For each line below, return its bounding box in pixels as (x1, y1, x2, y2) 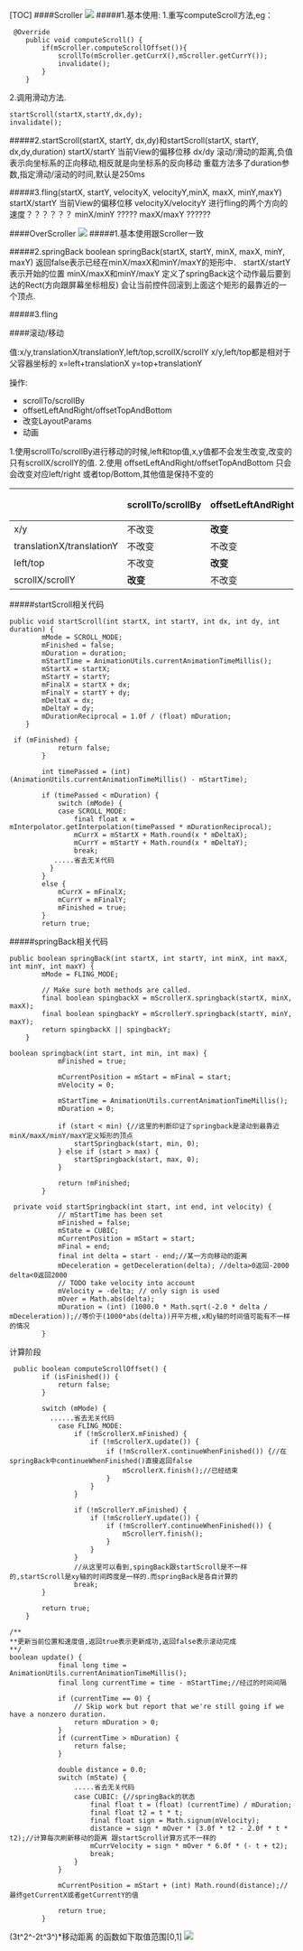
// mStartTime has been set (57, 1210, 164, 1219)
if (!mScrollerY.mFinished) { (73, 1506, 188, 1515)
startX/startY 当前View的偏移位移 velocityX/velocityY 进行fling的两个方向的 (9, 198, 289, 208)
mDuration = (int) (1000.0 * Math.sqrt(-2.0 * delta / (57, 1302, 269, 1312)
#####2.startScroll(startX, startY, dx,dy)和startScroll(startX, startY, (9, 135, 259, 145)
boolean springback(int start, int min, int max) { (9, 1049, 207, 1058)
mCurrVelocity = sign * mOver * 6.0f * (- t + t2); (89, 1842, 289, 1851)
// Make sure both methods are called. (41, 985, 192, 994)
